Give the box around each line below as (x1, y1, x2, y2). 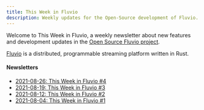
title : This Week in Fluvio (6, 9, 78, 15)
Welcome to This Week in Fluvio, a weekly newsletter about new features (6, 31, 191, 38)
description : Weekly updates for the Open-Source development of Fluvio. (6, 15, 199, 21)
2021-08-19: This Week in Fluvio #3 (15, 84, 105, 91)
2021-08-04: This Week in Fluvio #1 (15, 97, 106, 104)
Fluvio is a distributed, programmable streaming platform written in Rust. (6, 50, 189, 57)
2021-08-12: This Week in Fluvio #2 (15, 90, 105, 98)
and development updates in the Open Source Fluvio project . (6, 38, 161, 45)
